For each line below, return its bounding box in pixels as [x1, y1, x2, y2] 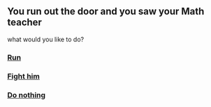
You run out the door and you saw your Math [7, 6, 205, 17]
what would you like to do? [7, 35, 85, 43]
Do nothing [7, 90, 46, 100]
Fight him [7, 71, 40, 81]
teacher [7, 17, 42, 29]
